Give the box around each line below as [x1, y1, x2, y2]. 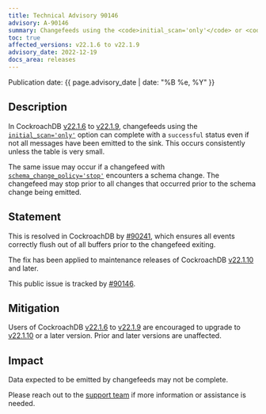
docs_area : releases [8, 56, 77, 64]
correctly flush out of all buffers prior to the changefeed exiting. [8, 239, 216, 249]
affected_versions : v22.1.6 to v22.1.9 [8, 41, 140, 49]
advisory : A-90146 [8, 19, 69, 27]
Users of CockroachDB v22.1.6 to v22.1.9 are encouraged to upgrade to [8, 322, 241, 332]
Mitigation [8, 302, 60, 315]
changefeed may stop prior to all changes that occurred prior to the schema [8, 179, 256, 188]
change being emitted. [8, 187, 82, 196]
